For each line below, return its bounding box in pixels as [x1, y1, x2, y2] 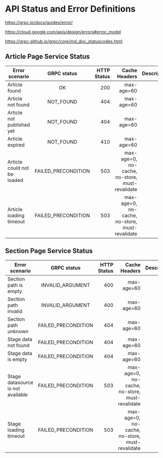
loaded [7, 177, 23, 183]
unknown [7, 328, 29, 334]
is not [7, 385, 20, 392]
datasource [7, 379, 33, 385]
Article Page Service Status [5, 53, 90, 61]
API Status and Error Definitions [5, 3, 136, 15]
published [7, 121, 30, 128]
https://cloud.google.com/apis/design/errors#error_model [5, 29, 121, 35]
